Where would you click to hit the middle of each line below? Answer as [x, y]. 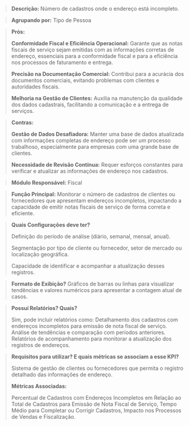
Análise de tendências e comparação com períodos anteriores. [88, 332]
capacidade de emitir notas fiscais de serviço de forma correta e [91, 207]
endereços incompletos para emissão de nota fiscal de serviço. [89, 326]
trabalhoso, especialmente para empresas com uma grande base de [95, 147]
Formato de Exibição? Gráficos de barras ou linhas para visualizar [93, 284]
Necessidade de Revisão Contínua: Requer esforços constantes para [97, 165]
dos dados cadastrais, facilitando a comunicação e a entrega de [90, 105]
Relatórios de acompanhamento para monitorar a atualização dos [91, 339]
